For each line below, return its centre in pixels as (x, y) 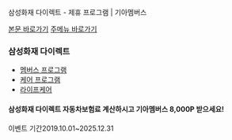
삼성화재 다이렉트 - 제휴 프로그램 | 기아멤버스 (78, 12)
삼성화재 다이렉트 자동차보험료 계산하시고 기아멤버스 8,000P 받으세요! (116, 109)
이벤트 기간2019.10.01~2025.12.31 (61, 128)
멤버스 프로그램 (43, 70)
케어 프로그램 (40, 80)
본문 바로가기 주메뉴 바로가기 (53, 29)
